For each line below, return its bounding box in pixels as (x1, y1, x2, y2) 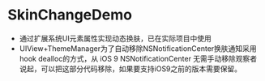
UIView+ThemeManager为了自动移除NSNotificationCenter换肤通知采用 (19, 43, 257, 53)
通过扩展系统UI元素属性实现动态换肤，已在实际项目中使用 (19, 33, 212, 43)
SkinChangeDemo (7, 6, 133, 24)
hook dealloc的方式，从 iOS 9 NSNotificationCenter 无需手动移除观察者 (19, 53, 258, 63)
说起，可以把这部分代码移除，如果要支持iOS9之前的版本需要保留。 (19, 63, 242, 74)
